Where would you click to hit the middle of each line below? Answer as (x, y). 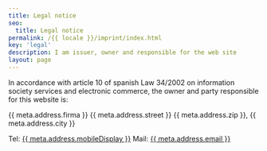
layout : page (30, 60)
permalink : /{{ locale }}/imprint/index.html (85, 38)
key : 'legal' (30, 45)
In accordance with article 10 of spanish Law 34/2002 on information (122, 82)
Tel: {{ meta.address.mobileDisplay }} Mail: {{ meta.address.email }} (120, 138)
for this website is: (39, 99)
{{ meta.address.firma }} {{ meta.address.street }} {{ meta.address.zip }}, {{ (132, 114)
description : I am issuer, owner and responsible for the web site (123, 52)
